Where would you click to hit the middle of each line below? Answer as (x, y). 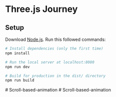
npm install (17, 53)
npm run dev (17, 67)
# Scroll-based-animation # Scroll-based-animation (58, 90)
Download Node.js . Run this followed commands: (56, 39)
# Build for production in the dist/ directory (56, 76)
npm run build (20, 81)
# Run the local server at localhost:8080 (50, 62)
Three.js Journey (42, 9)
